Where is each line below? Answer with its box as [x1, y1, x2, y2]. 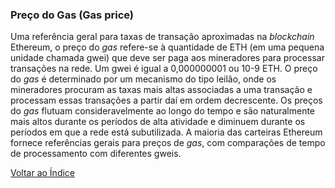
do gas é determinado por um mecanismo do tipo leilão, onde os [10, 73, 277, 85]
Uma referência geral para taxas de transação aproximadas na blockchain [10, 31, 315, 43]
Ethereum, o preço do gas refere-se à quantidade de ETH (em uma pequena [10, 41, 325, 53]
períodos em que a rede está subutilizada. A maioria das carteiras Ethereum [10, 126, 323, 138]
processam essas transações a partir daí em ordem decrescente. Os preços [10, 94, 323, 107]
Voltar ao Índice [10, 167, 76, 179]
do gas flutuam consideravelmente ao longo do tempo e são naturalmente [10, 105, 316, 117]
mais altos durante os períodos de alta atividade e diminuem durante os [10, 116, 306, 128]
